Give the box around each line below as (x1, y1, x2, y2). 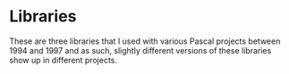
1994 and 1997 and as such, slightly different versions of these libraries (9, 45, 272, 55)
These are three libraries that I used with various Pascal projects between (9, 36, 281, 46)
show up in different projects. (9, 54, 118, 65)
